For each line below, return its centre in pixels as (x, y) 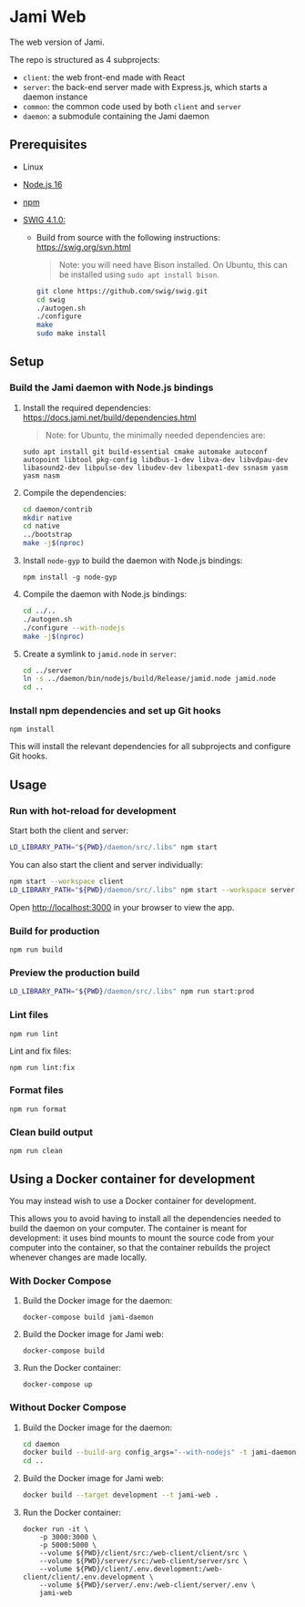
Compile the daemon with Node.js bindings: (105, 594)
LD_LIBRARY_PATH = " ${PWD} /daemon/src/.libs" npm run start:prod (132, 992)
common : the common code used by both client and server (132, 106)
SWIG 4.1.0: (44, 220)
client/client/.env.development (84, 1577)
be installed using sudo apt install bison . (139, 274)
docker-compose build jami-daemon (88, 1318)
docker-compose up (57, 1385)
